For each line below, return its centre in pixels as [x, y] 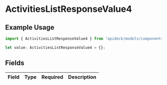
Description [82, 77]
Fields [15, 63]
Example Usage [30, 27]
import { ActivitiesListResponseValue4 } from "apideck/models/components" [85, 39]
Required [52, 77]
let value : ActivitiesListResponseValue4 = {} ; [55, 47]
